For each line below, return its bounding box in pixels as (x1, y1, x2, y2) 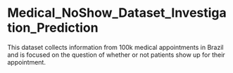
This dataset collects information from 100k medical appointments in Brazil (7, 43, 224, 51)
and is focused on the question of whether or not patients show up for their (7, 51, 225, 59)
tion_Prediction (7, 20, 99, 36)
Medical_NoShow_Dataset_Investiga (7, 5, 227, 21)
